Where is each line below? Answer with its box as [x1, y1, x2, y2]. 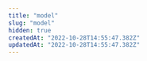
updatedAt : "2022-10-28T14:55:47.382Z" [8, 41, 141, 49]
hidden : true [8, 26, 52, 34]
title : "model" [8, 11, 59, 20]
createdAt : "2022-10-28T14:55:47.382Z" [8, 33, 141, 42]
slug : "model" [8, 19, 56, 27]
